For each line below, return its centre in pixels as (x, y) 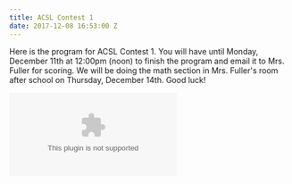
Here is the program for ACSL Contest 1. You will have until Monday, (134, 51)
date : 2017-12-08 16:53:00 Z (63, 26)
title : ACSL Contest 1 (51, 17)
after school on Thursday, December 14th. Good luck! (108, 79)
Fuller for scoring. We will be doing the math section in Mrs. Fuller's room (144, 70)
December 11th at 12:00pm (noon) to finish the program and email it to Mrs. (147, 61)
